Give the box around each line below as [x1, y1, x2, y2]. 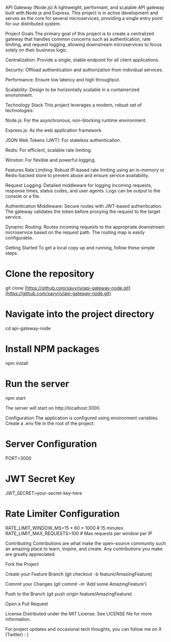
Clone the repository [5, 268, 94, 280]
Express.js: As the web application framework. [5, 127, 103, 133]
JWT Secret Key [5, 473, 76, 484]
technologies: [5, 108, 34, 113]
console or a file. [5, 193, 41, 199]
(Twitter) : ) [5, 631, 29, 637]
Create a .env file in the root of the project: [5, 420, 95, 426]
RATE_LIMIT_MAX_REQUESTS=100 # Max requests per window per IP [5, 530, 153, 537]
